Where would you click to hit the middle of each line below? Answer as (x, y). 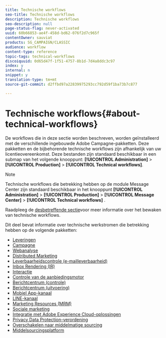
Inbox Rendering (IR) (33, 266)
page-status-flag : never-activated (42, 29)
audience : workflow (25, 47)
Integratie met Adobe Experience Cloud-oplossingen (67, 314)
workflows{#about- (98, 113)
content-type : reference (31, 52)
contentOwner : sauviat (29, 38)
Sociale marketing (31, 309)
